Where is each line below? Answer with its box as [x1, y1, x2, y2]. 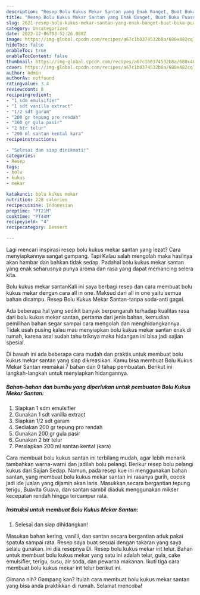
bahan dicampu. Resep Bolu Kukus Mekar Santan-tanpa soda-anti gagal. [6, 296, 185, 303]
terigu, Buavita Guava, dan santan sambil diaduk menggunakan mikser [6, 486, 179, 493]
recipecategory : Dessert [6, 224, 68, 230]
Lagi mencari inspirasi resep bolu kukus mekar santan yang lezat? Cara [6, 246, 181, 253]
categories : [6, 153, 36, 159]
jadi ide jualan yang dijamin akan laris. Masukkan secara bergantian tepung [6, 479, 190, 486]
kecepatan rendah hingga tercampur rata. [6, 492, 108, 499]
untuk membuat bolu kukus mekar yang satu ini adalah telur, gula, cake [6, 551, 180, 559]
